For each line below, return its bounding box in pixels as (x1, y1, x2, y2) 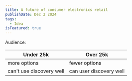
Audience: (5, 39, 26, 45)
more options (7, 60, 39, 67)
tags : (5, 16, 16, 21)
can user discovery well (69, 68, 125, 75)
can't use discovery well (7, 68, 65, 75)
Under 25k (23, 51, 49, 58)
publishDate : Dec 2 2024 (5, 12, 57, 17)
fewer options (69, 60, 102, 67)
